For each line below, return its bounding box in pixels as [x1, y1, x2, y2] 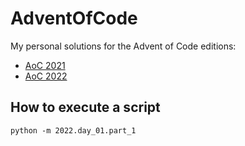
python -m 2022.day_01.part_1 [10, 125, 137, 136]
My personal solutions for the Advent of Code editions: [10, 40, 237, 52]
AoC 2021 [24, 59, 66, 71]
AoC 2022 [24, 70, 68, 82]
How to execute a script [10, 99, 161, 116]
